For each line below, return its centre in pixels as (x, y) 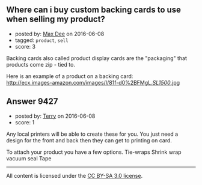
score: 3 (25, 46)
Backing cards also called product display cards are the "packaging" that (97, 58)
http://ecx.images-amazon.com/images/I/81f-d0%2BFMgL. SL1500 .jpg (93, 82)
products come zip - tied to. (41, 64)
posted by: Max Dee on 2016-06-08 (60, 34)
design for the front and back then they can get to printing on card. (89, 140)
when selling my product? (56, 20)
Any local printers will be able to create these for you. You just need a (92, 134)
